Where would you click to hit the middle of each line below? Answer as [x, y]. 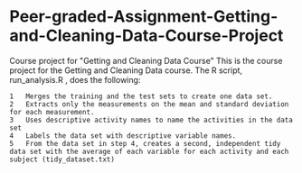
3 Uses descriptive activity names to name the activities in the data [151, 120]
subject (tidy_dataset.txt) [62, 159]
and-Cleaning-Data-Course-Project [146, 36]
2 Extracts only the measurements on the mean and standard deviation [149, 104]
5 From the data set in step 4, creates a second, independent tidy [145, 143]
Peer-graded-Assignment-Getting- [144, 17]
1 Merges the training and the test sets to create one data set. [141, 96]
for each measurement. [52, 112]
